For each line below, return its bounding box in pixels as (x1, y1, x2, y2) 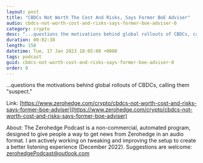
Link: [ (6, 100, 22, 107)
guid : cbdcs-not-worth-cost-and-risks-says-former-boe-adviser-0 (6, 59, 174, 65)
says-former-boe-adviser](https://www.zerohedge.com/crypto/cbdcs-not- (6, 106, 193, 113)
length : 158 (6, 43, 36, 49)
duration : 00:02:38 (6, 37, 56, 43)
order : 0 (6, 65, 28, 71)
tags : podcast (6, 54, 42, 60)
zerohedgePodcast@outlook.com (6, 150, 90, 157)
